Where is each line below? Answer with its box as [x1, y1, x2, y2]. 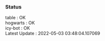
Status [5, 3, 22, 10]
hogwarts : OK [5, 20, 35, 26]
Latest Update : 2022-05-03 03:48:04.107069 [5, 31, 100, 37]
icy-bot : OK [5, 25, 30, 31]
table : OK [5, 15, 26, 21]
